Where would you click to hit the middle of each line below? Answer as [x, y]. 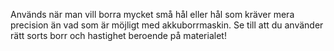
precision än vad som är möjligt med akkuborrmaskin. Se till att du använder [167, 25]
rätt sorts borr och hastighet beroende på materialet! [118, 35]
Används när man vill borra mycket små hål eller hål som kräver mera [152, 14]
